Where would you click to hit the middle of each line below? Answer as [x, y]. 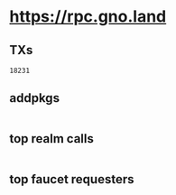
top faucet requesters [72, 179]
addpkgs [35, 98]
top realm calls [52, 139]
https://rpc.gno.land [88, 17]
